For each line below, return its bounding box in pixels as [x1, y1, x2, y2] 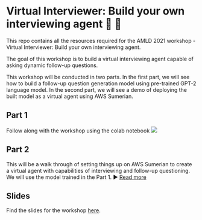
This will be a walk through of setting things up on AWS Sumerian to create [6, 160, 192, 167]
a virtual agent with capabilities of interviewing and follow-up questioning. [6, 167, 191, 174]
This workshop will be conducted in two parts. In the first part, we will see [6, 73, 190, 80]
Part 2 [6, 144, 30, 155]
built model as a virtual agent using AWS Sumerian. [6, 92, 134, 100]
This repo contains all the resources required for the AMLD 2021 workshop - [6, 37, 196, 44]
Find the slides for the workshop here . [6, 207, 101, 214]
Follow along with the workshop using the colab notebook [6, 127, 150, 134]
